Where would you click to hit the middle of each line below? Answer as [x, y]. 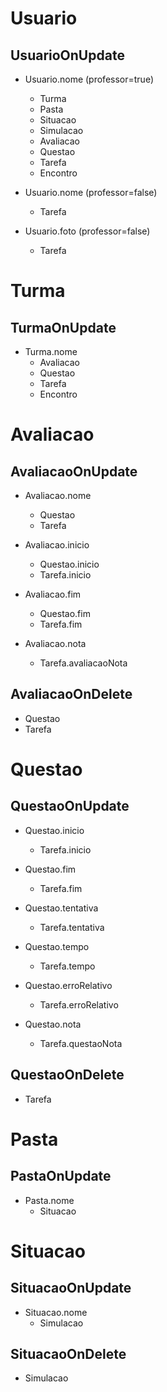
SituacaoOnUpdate [71, 1288]
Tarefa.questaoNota [81, 1043]
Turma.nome [51, 351]
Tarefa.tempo [67, 966]
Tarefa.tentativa [72, 927]
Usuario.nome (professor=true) [89, 79]
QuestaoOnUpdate [70, 806]
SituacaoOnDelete [68, 1354]
